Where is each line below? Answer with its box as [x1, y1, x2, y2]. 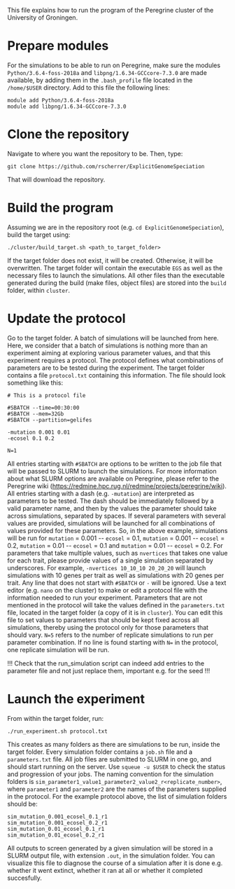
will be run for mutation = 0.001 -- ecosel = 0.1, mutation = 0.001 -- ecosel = [7, 534, 225, 542]
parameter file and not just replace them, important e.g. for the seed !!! [7, 666, 211, 675]
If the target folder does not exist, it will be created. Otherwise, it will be [7, 256, 213, 265]
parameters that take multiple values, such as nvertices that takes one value [7, 549, 228, 557]
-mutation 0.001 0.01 [7, 429, 71, 436]
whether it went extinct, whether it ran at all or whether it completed [7, 866, 203, 874]
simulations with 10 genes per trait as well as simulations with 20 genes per [7, 571, 225, 579]
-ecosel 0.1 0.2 [7, 434, 55, 442]
